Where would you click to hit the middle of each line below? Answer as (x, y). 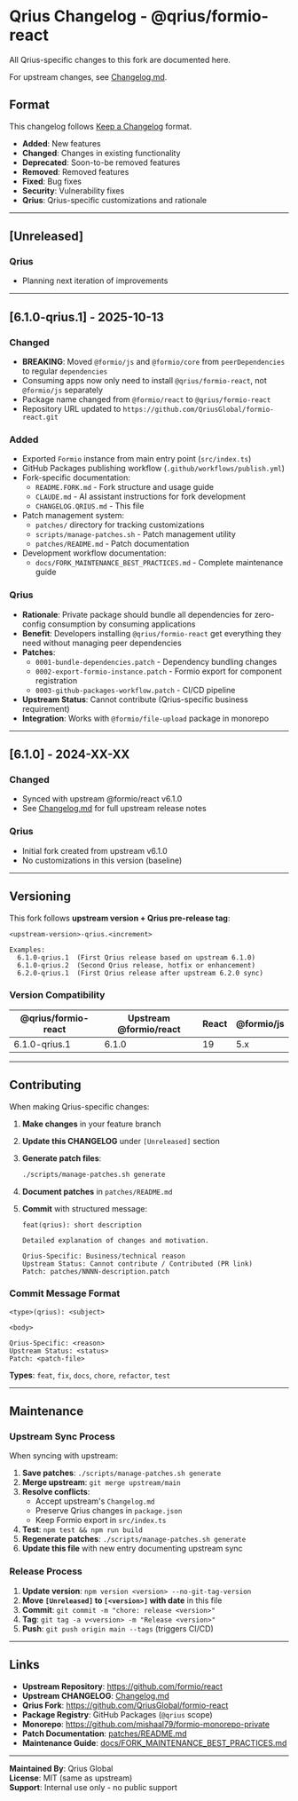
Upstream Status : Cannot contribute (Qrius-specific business (135, 699)
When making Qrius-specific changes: (79, 1106)
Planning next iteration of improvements (95, 280)
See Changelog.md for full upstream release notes (114, 809)
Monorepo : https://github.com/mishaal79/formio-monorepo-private (146, 1724)
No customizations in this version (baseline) (102, 860)
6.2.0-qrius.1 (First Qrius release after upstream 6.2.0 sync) (141, 973)
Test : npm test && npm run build (82, 1529)
